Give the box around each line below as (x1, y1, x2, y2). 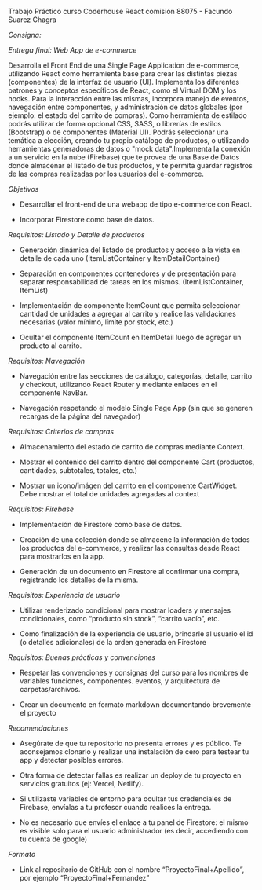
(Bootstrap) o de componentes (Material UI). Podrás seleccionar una (8, 127, 229, 137)
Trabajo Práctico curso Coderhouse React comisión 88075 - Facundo (8, 7, 233, 16)
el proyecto (19, 709, 56, 717)
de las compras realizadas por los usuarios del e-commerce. (8, 169, 204, 178)
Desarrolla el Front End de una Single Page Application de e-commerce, (8, 60, 241, 70)
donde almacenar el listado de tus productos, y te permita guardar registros (8, 161, 253, 170)
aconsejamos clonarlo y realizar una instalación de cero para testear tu (19, 747, 249, 756)
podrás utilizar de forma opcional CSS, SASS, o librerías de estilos (8, 119, 222, 128)
